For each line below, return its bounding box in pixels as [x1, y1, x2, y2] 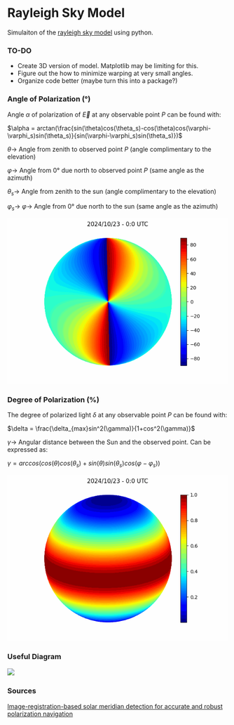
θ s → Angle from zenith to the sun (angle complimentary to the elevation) [7, 187, 217, 197]
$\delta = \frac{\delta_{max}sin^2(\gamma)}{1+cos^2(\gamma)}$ [7, 424, 195, 433]
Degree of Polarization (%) [7, 395, 99, 405]
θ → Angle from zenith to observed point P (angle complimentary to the [7, 145, 212, 153]
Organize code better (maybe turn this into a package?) [17, 77, 178, 85]
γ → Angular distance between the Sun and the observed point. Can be [7, 438, 212, 447]
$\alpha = [7, 124, 36, 132]
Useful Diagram [7, 652, 62, 662]
